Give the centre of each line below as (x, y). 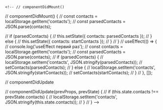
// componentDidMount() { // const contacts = (51, 16)
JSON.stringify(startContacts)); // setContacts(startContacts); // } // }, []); (79, 73)
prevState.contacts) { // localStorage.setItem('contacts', (61, 97)
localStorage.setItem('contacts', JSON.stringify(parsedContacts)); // (74, 62)
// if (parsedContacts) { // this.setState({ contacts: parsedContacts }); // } (79, 36)
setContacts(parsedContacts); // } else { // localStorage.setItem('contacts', (80, 67)
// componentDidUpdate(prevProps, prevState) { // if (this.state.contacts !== (82, 92)
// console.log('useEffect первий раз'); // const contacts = (64, 46)
